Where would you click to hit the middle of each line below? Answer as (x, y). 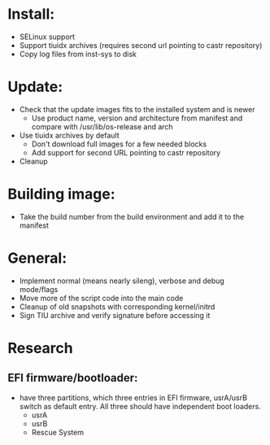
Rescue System (58, 432)
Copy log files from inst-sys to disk (78, 54)
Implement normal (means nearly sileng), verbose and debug (122, 281)
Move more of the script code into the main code (101, 298)
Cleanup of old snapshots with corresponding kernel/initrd (117, 307)
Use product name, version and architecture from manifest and (137, 118)
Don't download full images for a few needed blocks (119, 144)
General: (37, 258)
